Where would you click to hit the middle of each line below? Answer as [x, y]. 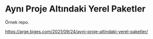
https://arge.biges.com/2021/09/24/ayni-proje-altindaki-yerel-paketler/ [76, 31]
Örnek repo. [17, 22]
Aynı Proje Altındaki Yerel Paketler [76, 9]
